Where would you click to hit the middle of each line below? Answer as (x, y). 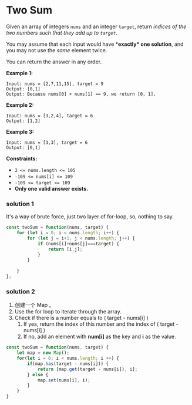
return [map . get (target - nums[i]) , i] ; (87, 369)
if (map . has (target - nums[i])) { (68, 364)
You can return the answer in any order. (54, 62)
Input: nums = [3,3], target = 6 (47, 142)
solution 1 (20, 204)
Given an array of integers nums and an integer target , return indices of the (96, 26)
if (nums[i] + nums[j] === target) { (78, 244)
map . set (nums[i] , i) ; (64, 380)
